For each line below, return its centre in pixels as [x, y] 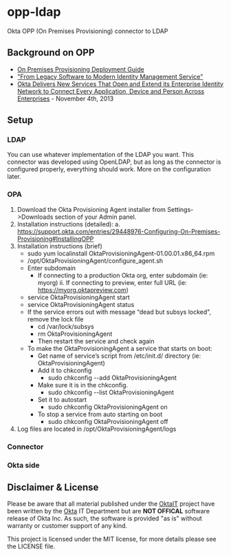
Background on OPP [51, 53]
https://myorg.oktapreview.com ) [83, 290]
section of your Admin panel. [96, 217]
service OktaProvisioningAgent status [81, 304]
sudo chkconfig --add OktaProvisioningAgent [112, 377]
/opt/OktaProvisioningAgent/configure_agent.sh [95, 260]
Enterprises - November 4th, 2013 [65, 98]
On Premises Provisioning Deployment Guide [80, 69]
